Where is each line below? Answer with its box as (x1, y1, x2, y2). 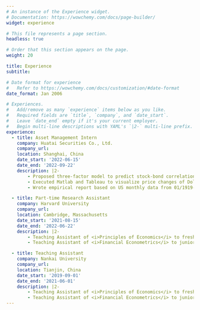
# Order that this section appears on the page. (6, 47, 129, 53)
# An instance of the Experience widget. (6, 8, 111, 15)
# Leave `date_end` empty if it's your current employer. (6, 118, 159, 124)
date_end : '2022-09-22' (17, 162, 76, 168)
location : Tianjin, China (17, 266, 82, 273)
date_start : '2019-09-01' (17, 272, 82, 278)
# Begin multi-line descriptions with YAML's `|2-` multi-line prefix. (6, 123, 193, 129)
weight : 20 (6, 52, 33, 58)
